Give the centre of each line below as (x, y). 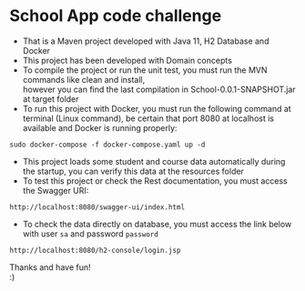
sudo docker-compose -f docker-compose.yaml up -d (107, 145)
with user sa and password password (91, 234)
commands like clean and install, (84, 79)
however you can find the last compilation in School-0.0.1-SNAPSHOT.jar (159, 89)
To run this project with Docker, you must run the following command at (157, 108)
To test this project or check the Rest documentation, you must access (155, 181)
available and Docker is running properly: (100, 127)
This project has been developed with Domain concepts (127, 60)
